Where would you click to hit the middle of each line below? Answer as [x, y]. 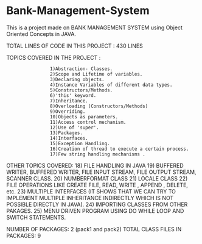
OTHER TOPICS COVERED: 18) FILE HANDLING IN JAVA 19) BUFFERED [95, 165]
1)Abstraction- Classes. [81, 69]
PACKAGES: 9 [24, 235]
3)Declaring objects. [77, 79]
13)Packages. [66, 133]
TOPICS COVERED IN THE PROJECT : [54, 57]
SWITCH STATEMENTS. [36, 217]
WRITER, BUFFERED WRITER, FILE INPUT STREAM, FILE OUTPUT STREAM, [101, 172]
